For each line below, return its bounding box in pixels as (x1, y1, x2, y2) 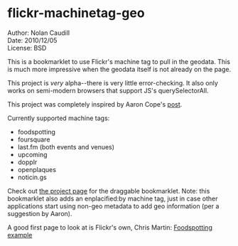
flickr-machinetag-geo (7, 5, 145, 21)
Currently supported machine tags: (7, 114, 110, 122)
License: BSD (7, 43, 47, 52)
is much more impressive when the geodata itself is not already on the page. (7, 65, 232, 73)
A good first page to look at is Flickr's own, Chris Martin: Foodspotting (7, 223, 213, 232)
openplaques (17, 165, 57, 173)
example (7, 230, 33, 239)
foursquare (17, 135, 50, 144)
